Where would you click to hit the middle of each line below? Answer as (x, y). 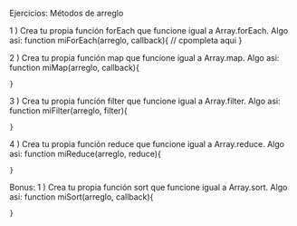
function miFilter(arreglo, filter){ (69, 111)
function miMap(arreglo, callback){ (75, 68)
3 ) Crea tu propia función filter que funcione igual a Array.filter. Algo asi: (145, 101)
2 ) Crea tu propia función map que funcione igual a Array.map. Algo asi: (144, 58)
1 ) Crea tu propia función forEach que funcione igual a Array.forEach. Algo (149, 30)
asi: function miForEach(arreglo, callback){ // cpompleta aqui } (126, 40)
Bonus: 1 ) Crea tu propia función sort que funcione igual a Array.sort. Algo (148, 187)
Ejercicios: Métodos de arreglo (67, 13)
